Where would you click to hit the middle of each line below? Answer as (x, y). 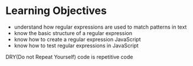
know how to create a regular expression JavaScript (77, 39)
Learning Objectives (56, 11)
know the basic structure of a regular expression (73, 33)
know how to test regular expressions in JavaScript (76, 46)
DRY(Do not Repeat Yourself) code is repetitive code (69, 57)
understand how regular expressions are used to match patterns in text (100, 27)
